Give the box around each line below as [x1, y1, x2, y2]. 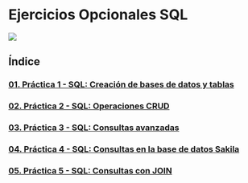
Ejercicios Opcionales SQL [8, 6, 188, 24]
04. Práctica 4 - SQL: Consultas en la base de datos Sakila [8, 144, 240, 155]
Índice [8, 55, 40, 69]
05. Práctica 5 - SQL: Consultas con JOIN [8, 165, 172, 176]
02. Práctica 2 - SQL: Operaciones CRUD [8, 100, 170, 112]
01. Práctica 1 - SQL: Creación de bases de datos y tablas [8, 79, 235, 90]
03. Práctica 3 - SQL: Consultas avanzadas [8, 122, 180, 133]
